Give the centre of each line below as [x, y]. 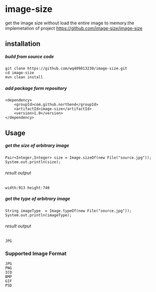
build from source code [30, 56]
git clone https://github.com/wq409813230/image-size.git [66, 69]
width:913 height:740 [27, 188]
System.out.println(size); [33, 162]
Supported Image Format [36, 253]
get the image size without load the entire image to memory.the [70, 23]
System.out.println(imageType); [38, 215]
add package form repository [36, 88]
